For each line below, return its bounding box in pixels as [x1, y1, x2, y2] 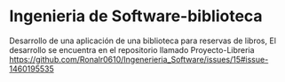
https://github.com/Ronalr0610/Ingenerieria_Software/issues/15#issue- [9, 54, 269, 64]
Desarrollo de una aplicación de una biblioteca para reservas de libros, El [9, 35, 277, 46]
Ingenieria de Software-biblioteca [9, 6, 264, 26]
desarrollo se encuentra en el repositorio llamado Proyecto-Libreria [9, 44, 255, 55]
